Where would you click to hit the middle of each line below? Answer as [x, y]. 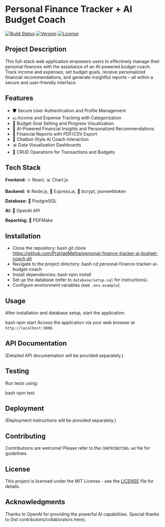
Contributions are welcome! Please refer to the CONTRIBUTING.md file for [78, 448]
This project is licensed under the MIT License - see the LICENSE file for [79, 481]
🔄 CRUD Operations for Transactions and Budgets [64, 152]
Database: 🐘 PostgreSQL [31, 201]
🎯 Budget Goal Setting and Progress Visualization [63, 123]
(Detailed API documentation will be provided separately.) [64, 355]
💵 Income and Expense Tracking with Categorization [67, 118]
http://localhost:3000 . [29, 328]
